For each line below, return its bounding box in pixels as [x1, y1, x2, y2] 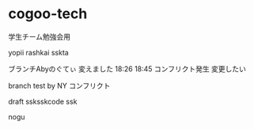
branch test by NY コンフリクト [8, 81, 111, 90]
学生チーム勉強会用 [8, 32, 71, 41]
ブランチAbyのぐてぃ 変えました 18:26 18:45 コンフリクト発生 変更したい [8, 64, 247, 74]
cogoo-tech [8, 5, 88, 23]
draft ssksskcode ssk [8, 97, 78, 106]
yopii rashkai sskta [8, 47, 69, 57]
